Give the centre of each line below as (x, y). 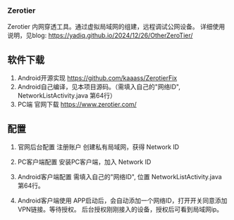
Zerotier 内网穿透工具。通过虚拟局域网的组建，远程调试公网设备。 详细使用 (116, 27)
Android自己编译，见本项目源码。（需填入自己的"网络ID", (99, 87)
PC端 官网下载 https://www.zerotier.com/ (77, 105)
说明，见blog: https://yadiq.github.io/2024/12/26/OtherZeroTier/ (100, 35)
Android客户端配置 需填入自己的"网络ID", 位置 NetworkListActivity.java (119, 176)
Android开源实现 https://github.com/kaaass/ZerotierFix (97, 78)
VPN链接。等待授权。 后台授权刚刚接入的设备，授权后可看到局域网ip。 (120, 209)
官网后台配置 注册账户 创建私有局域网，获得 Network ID (98, 147)
